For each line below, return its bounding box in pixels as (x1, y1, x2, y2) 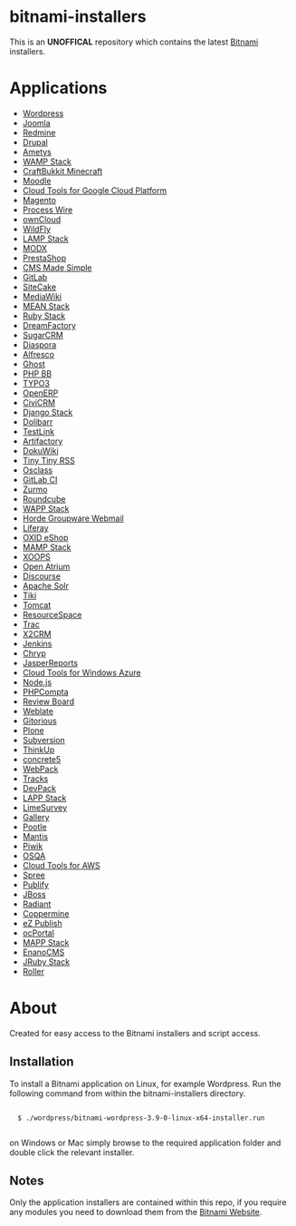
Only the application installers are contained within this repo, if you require (9, 1197, 287, 1208)
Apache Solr (22, 580, 70, 591)
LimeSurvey (22, 801, 68, 813)
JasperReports (22, 657, 79, 668)
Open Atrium (22, 561, 71, 572)
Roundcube (22, 493, 66, 505)
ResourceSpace (22, 609, 82, 620)
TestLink (22, 426, 55, 436)
